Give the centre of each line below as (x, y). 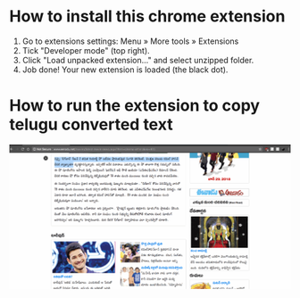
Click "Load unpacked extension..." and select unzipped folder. (138, 60)
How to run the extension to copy (135, 106)
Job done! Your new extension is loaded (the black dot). (125, 70)
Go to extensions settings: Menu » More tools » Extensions (130, 41)
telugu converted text (91, 124)
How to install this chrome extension (147, 17)
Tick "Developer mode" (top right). (86, 50)
